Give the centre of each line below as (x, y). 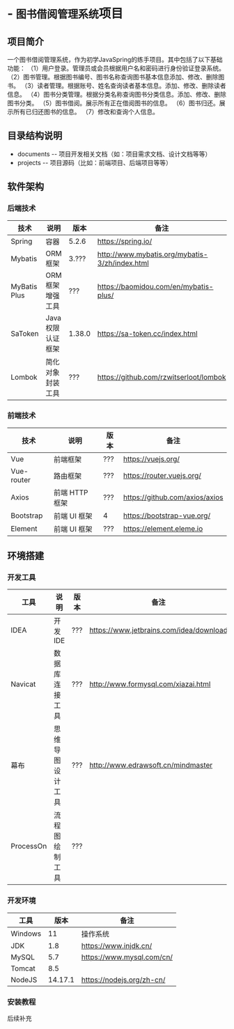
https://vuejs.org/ (151, 458)
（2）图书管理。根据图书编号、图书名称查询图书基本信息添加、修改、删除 (113, 77)
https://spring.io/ (125, 241)
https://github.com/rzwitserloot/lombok (162, 377)
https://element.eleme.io (163, 528)
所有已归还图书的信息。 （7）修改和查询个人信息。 (86, 112)
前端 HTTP (71, 493)
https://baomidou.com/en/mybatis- (155, 286)
